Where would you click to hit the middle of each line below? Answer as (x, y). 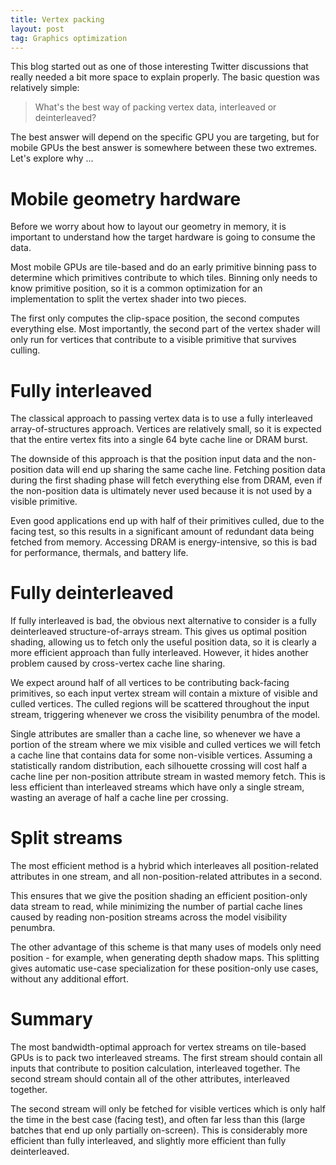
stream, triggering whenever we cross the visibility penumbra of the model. (165, 715)
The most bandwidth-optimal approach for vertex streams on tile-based (158, 1047)
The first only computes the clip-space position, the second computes (155, 318)
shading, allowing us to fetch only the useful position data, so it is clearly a (163, 642)
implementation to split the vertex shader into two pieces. (128, 299)
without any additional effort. (69, 979)
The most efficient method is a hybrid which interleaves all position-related (164, 866)
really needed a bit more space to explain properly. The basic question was (165, 77)
